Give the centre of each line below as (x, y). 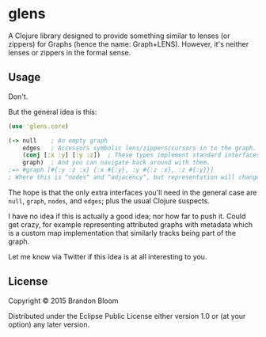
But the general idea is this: (53, 112)
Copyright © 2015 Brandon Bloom (63, 301)
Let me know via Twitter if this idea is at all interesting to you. (108, 256)
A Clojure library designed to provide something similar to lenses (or (119, 36)
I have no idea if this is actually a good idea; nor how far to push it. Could (127, 216)
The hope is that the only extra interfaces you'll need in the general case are (133, 192)
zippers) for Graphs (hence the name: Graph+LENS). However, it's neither (129, 44)
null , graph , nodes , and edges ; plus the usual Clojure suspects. (109, 201)
